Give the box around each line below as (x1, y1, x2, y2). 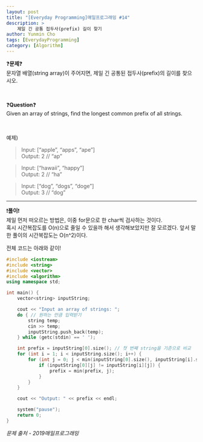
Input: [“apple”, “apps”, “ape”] (21, 146, 95, 153)
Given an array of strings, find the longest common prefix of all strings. (6, 109, 183, 117)
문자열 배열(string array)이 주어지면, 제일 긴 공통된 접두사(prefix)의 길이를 (6, 69, 181, 76)
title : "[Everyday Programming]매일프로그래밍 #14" (6, 15, 130, 21)
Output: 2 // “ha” (21, 171, 62, 178)
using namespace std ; (6, 279, 61, 285)
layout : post (6, 8, 39, 15)
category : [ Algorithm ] (6, 43, 63, 49)
